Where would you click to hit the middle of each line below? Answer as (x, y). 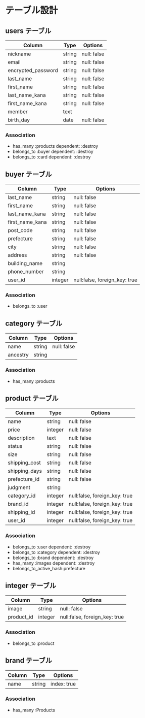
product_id (21, 617)
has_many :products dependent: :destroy (55, 146)
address (17, 255)
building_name (25, 264)
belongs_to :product (33, 643)
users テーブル (28, 31)
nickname (19, 54)
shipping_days (25, 471)
